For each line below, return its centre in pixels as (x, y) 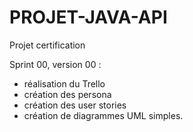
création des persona (67, 94)
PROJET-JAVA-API (88, 17)
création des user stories (75, 105)
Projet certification (47, 45)
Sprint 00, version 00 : (55, 64)
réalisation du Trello (64, 83)
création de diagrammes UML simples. (103, 115)
